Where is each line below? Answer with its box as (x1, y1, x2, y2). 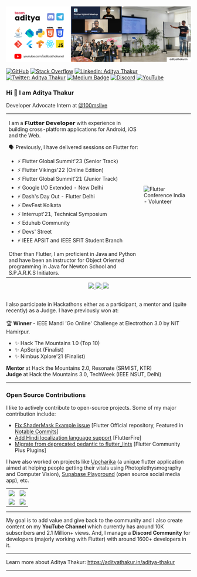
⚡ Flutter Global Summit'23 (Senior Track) (17, 158, 118, 165)
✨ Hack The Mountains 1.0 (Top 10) (14, 339, 100, 346)
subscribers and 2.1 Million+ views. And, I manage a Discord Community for (6, 529, 191, 536)
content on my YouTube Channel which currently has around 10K (6, 523, 164, 530)
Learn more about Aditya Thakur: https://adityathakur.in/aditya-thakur (6, 558, 175, 565)
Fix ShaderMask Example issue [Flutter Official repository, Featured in (14, 421, 184, 428)
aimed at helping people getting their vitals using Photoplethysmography (6, 464, 182, 471)
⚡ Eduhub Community (17, 220, 70, 227)
